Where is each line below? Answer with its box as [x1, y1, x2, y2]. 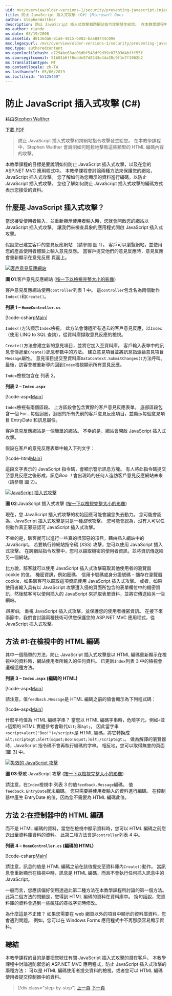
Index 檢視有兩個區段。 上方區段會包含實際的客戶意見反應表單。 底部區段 [5, 404, 159, 410]
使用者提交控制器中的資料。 [5, 974, 64, 980]
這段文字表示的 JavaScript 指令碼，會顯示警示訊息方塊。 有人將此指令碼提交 [5, 465, 166, 472]
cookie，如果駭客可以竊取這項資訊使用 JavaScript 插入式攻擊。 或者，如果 [5, 578, 163, 584]
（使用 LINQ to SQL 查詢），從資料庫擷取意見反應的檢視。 [5, 331, 126, 337]
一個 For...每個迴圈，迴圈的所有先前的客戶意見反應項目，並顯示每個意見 [9, 410, 161, 416]
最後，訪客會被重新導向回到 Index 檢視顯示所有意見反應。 [5, 362, 124, 368]
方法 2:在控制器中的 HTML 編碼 [5, 811, 104, 819]
